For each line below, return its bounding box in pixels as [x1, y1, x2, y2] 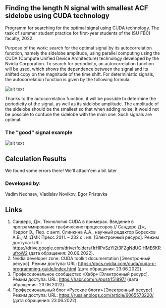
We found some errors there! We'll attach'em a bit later [5, 168, 117, 174]
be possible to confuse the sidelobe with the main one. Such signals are [5, 111, 152, 117]
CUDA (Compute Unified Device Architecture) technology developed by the [5, 55, 159, 61]
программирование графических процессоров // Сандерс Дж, [12, 224, 146, 230]
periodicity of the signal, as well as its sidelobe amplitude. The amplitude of [5, 101, 159, 107]
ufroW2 [12, 250, 28, 256]
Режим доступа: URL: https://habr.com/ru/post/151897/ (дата [12, 276, 139, 282]
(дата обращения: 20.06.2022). [29, 250, 94, 256]
